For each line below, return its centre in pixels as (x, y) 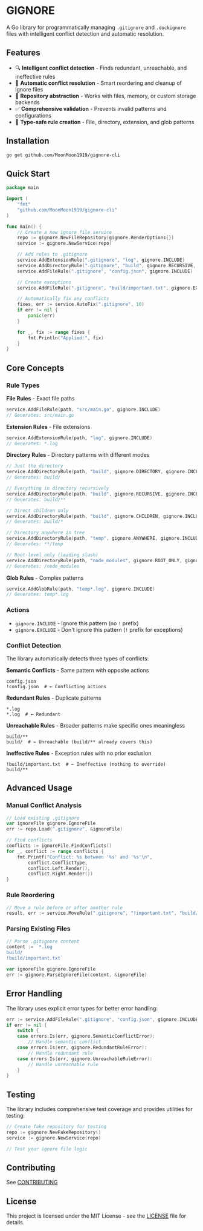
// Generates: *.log (32, 443)
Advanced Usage (39, 788)
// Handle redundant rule (61, 1053)
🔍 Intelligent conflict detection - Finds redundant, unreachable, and (101, 68)
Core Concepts (35, 368)
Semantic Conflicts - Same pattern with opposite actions (78, 670)
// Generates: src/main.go (40, 415)
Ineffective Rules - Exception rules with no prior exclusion (79, 753)
